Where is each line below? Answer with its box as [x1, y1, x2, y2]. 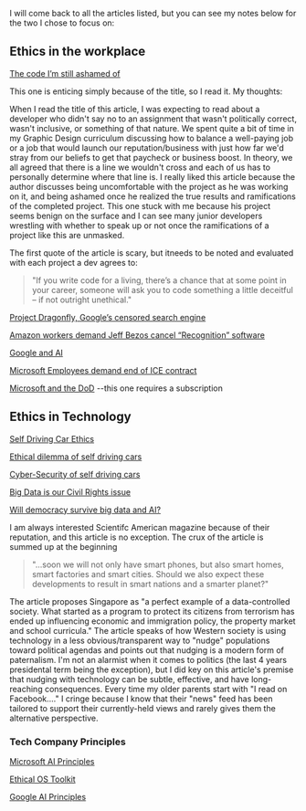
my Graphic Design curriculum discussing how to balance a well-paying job [9, 132, 294, 143]
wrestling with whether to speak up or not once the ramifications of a [9, 219, 269, 231]
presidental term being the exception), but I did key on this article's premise [9, 664, 294, 675]
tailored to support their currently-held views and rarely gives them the [9, 702, 276, 713]
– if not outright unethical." [31, 294, 132, 305]
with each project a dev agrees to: [9, 257, 139, 268]
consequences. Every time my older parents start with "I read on [44, 683, 288, 694]
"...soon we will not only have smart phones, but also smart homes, [31, 559, 285, 570]
